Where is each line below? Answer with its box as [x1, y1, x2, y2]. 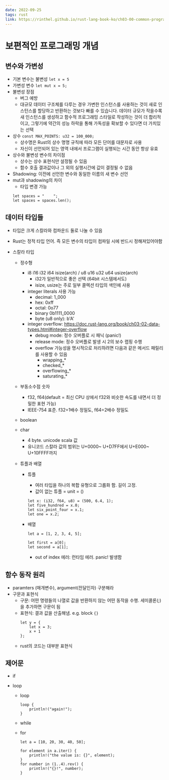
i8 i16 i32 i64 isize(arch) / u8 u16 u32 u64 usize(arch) [27, 270, 138, 276]
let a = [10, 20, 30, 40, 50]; [20, 739, 86, 745]
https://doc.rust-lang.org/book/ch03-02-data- [64, 321, 160, 327]
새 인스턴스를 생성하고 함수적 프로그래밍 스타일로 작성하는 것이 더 [20, 114, 148, 120]
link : [5, 17, 17, 22]
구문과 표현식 [12, 591, 39, 597]
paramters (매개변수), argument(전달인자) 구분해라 [12, 585, 114, 590]
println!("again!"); [29, 706, 72, 712]
